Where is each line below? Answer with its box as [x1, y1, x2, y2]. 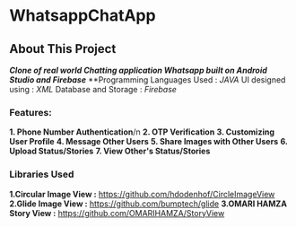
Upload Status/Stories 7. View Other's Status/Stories [9, 145, 211, 157]
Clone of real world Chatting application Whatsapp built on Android [9, 65, 267, 75]
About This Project [9, 41, 117, 57]
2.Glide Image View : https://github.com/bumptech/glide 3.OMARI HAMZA [9, 198, 287, 209]
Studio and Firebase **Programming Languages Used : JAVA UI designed [9, 74, 286, 85]
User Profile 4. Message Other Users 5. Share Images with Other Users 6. [9, 136, 289, 147]
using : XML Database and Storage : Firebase [9, 84, 178, 94]
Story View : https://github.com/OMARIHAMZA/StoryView [9, 207, 225, 218]
